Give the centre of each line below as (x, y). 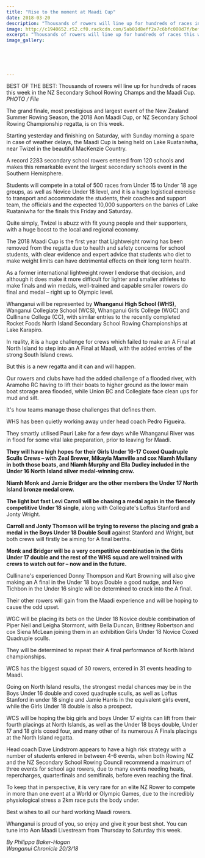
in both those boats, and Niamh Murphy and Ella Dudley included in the (98, 465)
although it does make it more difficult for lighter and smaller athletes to (96, 279)
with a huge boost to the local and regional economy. (73, 230)
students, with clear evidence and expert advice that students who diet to (99, 255)
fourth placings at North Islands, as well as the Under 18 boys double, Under (102, 725)
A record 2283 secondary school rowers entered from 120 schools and (95, 161)
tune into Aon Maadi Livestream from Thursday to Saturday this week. (94, 831)
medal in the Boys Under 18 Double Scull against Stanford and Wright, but (100, 533)
